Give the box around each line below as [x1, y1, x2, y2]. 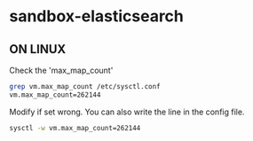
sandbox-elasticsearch [9, 6, 185, 27]
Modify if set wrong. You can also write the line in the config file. [9, 106, 245, 117]
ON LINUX [9, 42, 67, 57]
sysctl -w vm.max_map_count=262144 [9, 123, 141, 132]
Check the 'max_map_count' [9, 65, 114, 75]
